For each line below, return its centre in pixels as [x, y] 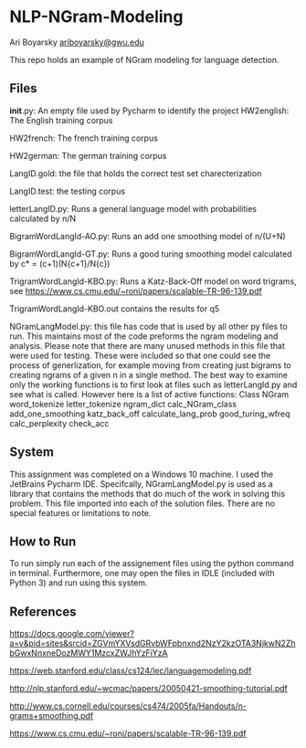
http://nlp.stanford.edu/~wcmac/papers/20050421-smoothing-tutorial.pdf [148, 689]
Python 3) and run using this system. [79, 583]
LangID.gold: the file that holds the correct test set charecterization [136, 173]
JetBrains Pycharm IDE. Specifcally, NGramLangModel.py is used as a [142, 484]
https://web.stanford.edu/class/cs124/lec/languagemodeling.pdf [131, 671]
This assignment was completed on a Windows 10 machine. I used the [142, 474]
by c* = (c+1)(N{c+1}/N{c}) [60, 263]
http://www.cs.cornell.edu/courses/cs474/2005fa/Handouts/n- [128, 706]
